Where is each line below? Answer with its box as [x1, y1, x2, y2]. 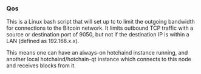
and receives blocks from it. [6, 62, 76, 69]
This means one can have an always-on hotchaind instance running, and [6, 49, 188, 56]
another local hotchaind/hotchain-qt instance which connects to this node [6, 56, 191, 63]
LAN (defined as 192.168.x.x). [6, 38, 80, 45]
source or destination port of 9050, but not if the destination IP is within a [6, 31, 189, 38]
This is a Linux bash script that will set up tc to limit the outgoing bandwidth [6, 18, 196, 25]
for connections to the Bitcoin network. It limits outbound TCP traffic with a [6, 24, 194, 32]
